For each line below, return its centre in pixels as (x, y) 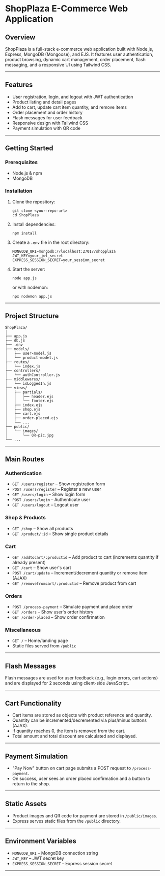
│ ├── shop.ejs (23, 409)
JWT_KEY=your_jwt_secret (38, 256)
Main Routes (25, 459)
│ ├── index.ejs (24, 405)
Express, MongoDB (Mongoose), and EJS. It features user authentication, (79, 54)
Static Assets (26, 804)
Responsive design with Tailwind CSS (50, 123)
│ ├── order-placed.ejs (31, 418)
